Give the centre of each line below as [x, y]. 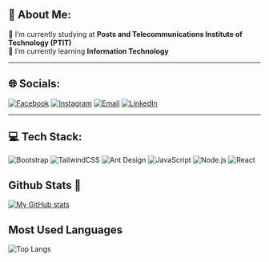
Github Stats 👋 [45, 185]
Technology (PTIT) [40, 42]
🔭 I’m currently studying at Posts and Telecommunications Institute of [125, 34]
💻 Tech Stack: [45, 137]
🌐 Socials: [34, 84]
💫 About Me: [40, 15]
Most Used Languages [65, 230]
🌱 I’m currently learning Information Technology [89, 51]
